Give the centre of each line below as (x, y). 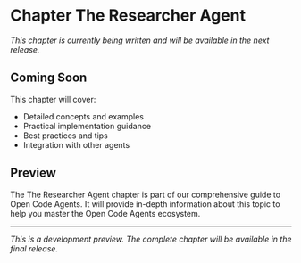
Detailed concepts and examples (83, 116)
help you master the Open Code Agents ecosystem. (105, 213)
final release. (34, 248)
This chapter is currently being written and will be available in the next (140, 40)
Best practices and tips (65, 136)
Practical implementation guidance (87, 126)
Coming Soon (49, 78)
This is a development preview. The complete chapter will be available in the (151, 239)
